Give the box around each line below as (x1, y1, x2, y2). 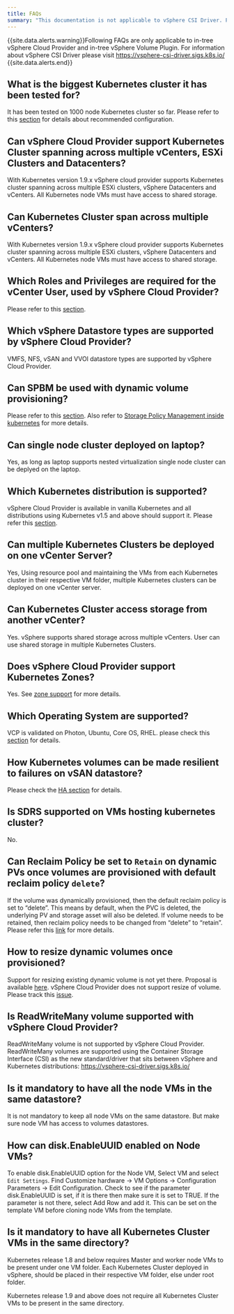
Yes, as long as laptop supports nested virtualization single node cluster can (7, 458, 226, 466)
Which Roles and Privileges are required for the (7, 275, 217, 287)
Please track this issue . (7, 990, 74, 998)
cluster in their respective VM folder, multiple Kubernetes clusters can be (7, 575, 217, 584)
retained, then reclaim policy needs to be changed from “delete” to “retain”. (7, 918, 223, 927)
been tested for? (7, 89, 81, 101)
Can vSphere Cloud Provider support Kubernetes (7, 135, 225, 147)
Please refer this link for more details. (7, 926, 115, 934)
